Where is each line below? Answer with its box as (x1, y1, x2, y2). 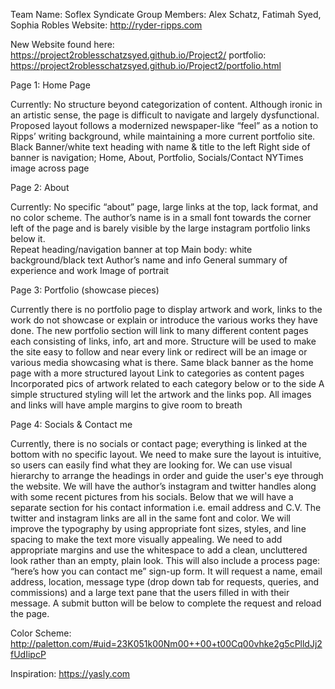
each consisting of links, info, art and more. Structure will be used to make (10, 335, 317, 347)
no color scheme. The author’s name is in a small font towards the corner (10, 212, 312, 223)
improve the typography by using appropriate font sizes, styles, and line (10, 523, 307, 534)
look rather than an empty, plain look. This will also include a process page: (10, 555, 321, 566)
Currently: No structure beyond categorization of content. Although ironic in (10, 99, 323, 110)
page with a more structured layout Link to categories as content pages (10, 367, 305, 379)
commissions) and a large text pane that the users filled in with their (10, 587, 290, 598)
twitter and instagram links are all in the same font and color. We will (10, 512, 291, 524)
